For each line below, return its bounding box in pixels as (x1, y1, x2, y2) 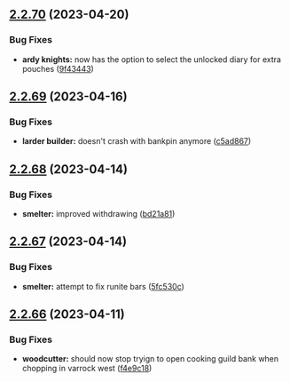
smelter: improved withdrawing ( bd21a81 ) (21, 209, 176, 219)
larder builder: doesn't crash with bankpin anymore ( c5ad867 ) (21, 136, 252, 147)
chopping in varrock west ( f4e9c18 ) (21, 363, 153, 374)
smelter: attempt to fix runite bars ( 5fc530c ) (21, 281, 184, 291)
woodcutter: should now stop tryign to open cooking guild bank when (21, 354, 279, 364)
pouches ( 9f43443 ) (21, 63, 95, 74)
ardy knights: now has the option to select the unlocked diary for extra (21, 53, 282, 65)
